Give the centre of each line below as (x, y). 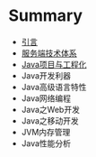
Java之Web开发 (50, 109)
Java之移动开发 (50, 120)
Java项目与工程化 (54, 64)
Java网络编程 (46, 98)
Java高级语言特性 (54, 87)
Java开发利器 (46, 75)
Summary (45, 16)
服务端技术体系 (49, 53)
